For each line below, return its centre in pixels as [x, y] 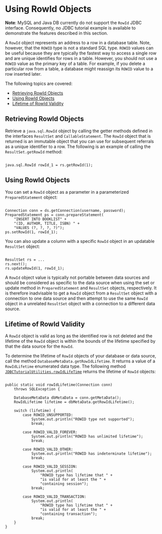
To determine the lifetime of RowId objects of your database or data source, [81, 356]
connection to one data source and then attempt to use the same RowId [77, 298]
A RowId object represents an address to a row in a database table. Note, [78, 42]
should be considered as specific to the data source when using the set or [80, 282]
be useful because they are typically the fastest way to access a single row [81, 53]
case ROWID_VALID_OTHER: [48, 449]
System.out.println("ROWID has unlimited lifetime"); [87, 437]
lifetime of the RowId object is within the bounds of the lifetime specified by [80, 341]
